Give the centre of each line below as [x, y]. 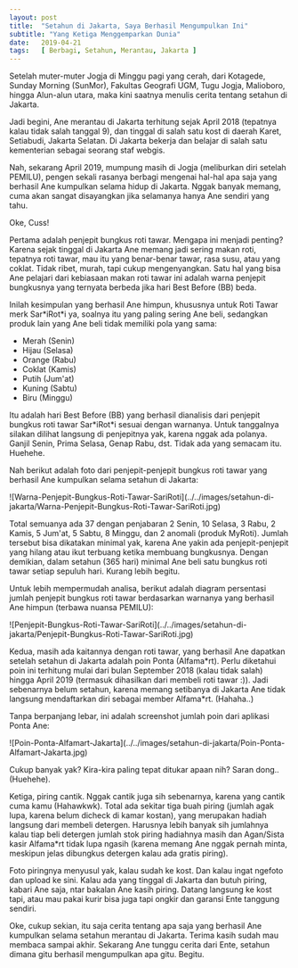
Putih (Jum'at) [48, 379]
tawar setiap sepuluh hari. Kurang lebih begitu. [95, 571]
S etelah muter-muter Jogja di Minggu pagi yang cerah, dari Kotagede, [137, 76]
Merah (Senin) [48, 341]
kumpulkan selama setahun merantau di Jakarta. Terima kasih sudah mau [144, 935]
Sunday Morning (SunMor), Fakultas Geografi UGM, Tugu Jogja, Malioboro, [147, 86]
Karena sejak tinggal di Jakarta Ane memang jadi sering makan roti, [133, 250]
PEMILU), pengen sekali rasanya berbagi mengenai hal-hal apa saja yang [143, 177]
